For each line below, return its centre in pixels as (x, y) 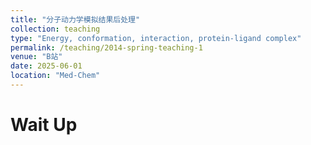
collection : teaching (55, 29)
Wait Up (44, 125)
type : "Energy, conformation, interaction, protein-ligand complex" (156, 38)
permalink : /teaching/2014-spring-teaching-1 (106, 47)
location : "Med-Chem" (55, 76)
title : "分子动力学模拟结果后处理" (75, 19)
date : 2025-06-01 (46, 66)
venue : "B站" (36, 57)
